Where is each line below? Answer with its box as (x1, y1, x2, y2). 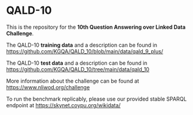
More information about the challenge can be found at (6, 77, 139, 84)
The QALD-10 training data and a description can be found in (6, 41, 157, 49)
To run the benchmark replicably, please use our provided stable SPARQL (6, 95, 187, 102)
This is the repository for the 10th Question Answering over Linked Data (6, 23, 186, 31)
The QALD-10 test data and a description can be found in (6, 59, 148, 66)
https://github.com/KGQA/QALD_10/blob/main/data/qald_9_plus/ (6, 47, 163, 55)
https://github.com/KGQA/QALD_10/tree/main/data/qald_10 (6, 65, 149, 72)
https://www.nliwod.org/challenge (6, 83, 90, 90)
